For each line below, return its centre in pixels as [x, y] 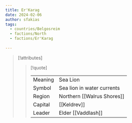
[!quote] [39, 67]
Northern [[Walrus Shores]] [92, 96]
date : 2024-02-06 [24, 15]
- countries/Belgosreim [35, 29]
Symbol [42, 88]
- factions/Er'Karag [31, 39]
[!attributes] [30, 58]
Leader [41, 113]
